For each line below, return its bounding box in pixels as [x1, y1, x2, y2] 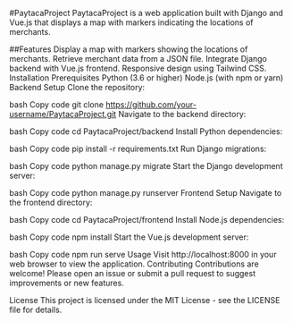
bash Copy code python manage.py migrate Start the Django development [9, 161, 283, 171]
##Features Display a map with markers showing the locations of [9, 44, 248, 55]
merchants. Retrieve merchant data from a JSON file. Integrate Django [9, 54, 268, 64]
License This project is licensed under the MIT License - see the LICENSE [9, 295, 280, 305]
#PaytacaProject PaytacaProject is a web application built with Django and [9, 8, 284, 18]
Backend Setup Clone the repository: [9, 82, 146, 92]
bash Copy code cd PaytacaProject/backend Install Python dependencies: [9, 126, 283, 137]
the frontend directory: [9, 197, 93, 208]
